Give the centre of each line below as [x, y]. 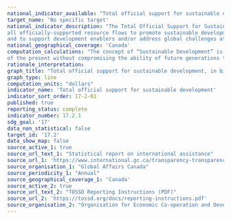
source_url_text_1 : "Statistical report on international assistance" [110, 154]
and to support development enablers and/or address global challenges [112, 39]
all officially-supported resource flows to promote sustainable [102, 33]
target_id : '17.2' [33, 135]
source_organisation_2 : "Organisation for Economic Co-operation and [109, 205]
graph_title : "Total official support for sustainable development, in [112, 71]
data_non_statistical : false [49, 128]
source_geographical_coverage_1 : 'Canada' [69, 179]
